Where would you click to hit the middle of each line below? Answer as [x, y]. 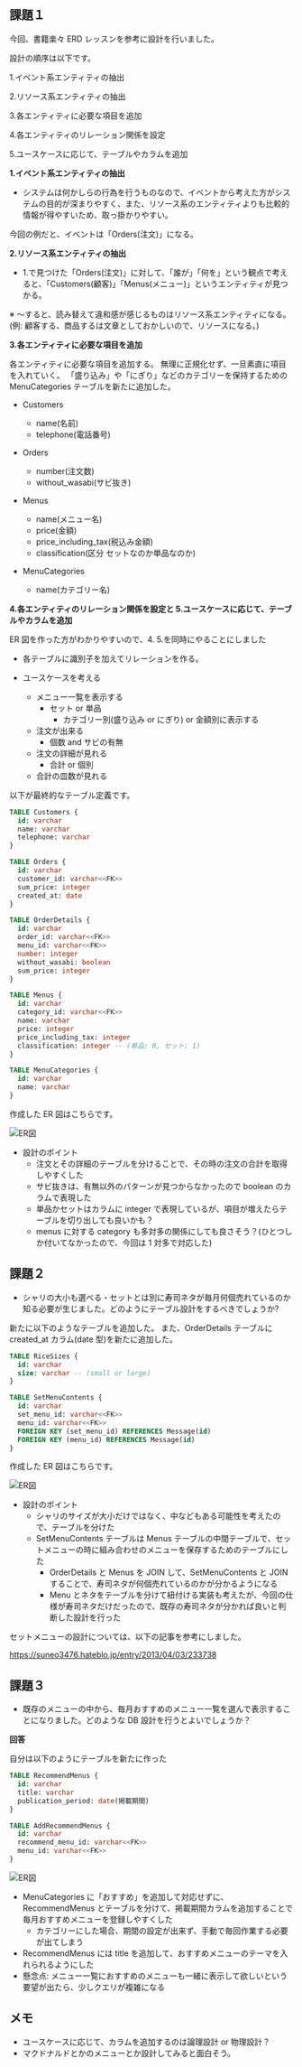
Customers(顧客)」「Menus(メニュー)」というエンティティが [161, 284]
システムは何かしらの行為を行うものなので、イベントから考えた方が [148, 192]
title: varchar [46, 1792]
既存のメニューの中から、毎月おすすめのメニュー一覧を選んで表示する [153, 1709]
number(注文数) [65, 470]
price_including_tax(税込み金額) [94, 541]
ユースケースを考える [61, 677]
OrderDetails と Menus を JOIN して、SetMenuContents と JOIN [169, 1572]
